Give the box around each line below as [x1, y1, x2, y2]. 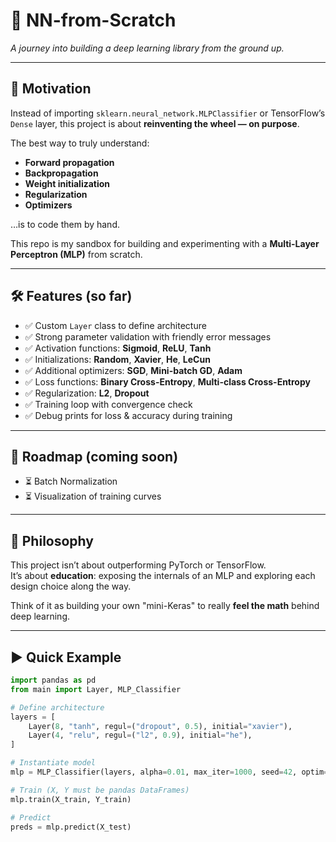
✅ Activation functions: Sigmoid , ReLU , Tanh [24, 342, 212, 354]
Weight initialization [24, 177, 111, 189]
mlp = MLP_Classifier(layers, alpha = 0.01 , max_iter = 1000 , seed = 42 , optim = [10, 767, 329, 777]
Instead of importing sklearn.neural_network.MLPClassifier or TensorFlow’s [10, 107, 326, 119]
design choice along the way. [10, 580, 132, 593]
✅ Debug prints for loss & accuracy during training [24, 409, 233, 421]
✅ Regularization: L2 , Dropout [24, 387, 150, 399]
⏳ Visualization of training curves [24, 490, 162, 503]
